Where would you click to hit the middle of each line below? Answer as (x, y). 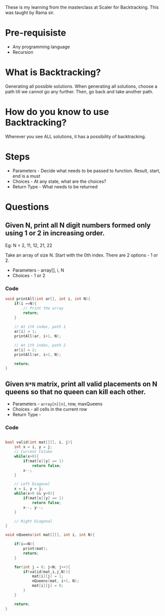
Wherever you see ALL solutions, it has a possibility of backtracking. (76, 136)
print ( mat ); (36, 549)
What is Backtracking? (53, 73)
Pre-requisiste (36, 33)
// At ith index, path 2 (40, 345)
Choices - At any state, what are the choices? (59, 181)
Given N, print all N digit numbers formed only (78, 225)
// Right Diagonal (33, 521)
